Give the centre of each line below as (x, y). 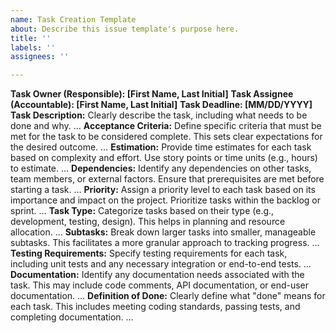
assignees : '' (40, 57)
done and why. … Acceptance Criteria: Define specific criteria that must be (166, 126)
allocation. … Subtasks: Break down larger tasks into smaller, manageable (163, 232)
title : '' (31, 38)
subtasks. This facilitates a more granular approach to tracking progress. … (165, 243)
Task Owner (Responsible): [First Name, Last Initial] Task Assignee (152, 94)
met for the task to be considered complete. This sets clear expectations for (166, 137)
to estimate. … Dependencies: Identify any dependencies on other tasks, (161, 168)
